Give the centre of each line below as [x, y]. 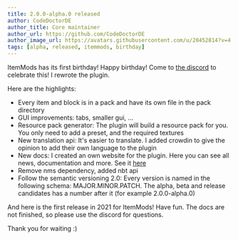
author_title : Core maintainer [54, 27]
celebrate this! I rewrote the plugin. [59, 75]
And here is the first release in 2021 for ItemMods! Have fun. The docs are [116, 207]
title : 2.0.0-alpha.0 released [54, 14]
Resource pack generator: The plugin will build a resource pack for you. [123, 125]
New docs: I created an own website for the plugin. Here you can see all [123, 155]
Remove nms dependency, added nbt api [78, 171]
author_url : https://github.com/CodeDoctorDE [76, 34]
